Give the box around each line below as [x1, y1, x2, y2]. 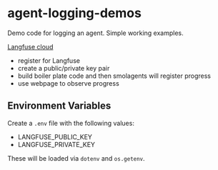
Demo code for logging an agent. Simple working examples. [7, 29, 184, 37]
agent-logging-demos [7, 5, 142, 21]
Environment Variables [7, 100, 112, 112]
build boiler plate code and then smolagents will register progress [17, 71, 211, 80]
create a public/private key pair [17, 64, 110, 72]
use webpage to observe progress [17, 79, 119, 87]
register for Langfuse [17, 56, 81, 65]
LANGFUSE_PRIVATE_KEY [17, 140, 95, 149]
